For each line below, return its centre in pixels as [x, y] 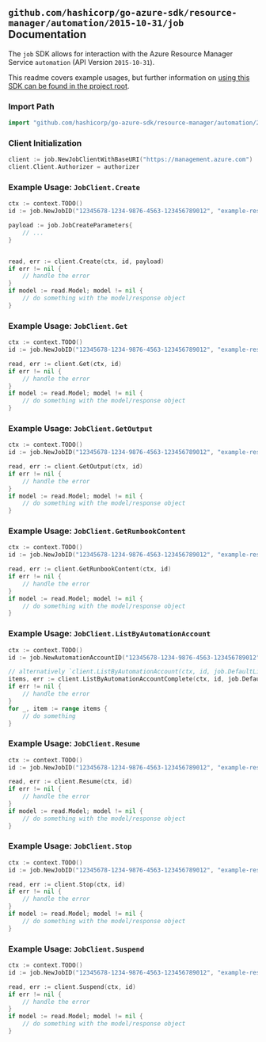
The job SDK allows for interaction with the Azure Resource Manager [121, 53]
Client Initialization [45, 143]
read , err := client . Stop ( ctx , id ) [67, 884]
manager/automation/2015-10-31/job [96, 23]
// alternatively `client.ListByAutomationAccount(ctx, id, [110, 672]
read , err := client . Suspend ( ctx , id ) [72, 987]
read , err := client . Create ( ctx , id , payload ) [86, 261]
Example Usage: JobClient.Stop [70, 846]
